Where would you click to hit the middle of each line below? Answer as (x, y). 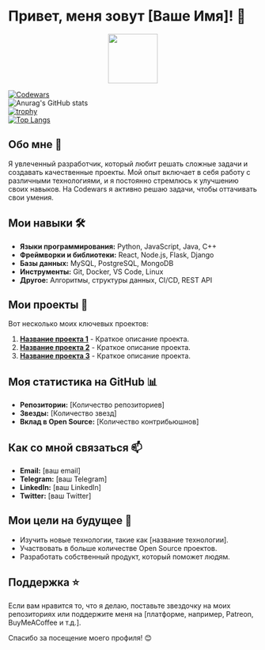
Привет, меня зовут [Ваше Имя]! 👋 (127, 16)
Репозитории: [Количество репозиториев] (92, 405)
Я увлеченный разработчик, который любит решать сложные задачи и (128, 163)
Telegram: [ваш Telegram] (63, 479)
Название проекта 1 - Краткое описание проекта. (104, 339)
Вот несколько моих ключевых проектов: (78, 324)
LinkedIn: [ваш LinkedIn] (60, 487)
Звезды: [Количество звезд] (68, 413)
